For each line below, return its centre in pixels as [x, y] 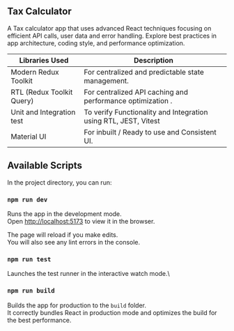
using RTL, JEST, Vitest [122, 121]
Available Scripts [45, 165]
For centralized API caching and [136, 92]
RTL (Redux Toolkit [42, 92]
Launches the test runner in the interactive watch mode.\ [89, 274]
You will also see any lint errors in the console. [74, 242]
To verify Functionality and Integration [146, 112]
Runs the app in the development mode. [64, 214]
